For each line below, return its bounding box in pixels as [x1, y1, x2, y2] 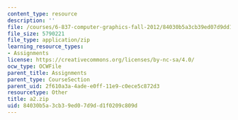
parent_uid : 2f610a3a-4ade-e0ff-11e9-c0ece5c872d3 [7, 83, 160, 90]
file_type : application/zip [7, 37, 91, 44]
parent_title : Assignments [7, 69, 87, 76]
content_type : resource [7, 10, 78, 18]
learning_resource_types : [7, 43, 84, 50]
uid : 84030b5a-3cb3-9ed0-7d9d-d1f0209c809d [7, 102, 138, 109]
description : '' [7, 17, 55, 24]
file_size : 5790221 [7, 30, 65, 37]
